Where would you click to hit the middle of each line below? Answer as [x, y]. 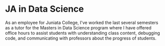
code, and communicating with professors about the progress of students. [81, 38]
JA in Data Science [44, 9]
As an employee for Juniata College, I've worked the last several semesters [82, 23]
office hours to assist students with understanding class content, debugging [83, 33]
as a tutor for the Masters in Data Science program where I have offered [78, 27]
